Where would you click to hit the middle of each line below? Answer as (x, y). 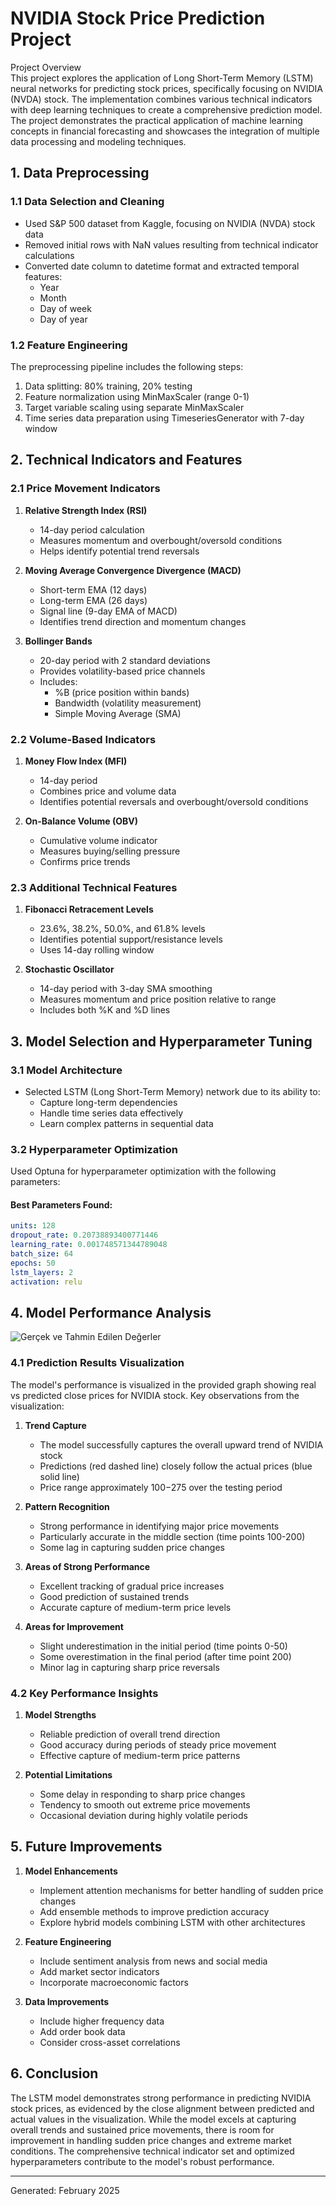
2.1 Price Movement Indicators (85, 489)
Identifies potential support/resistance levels (131, 939)
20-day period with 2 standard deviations (125, 660)
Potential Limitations (68, 1774)
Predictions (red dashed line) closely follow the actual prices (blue (176, 1466)
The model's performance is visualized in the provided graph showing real (163, 1384)
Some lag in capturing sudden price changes (132, 1547)
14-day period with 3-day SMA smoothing (126, 989)
